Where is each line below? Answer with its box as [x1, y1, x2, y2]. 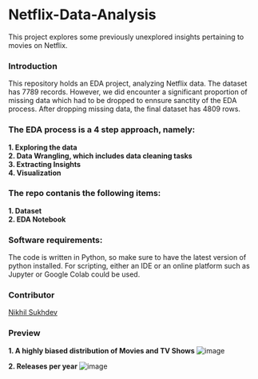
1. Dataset [8, 205, 42, 215]
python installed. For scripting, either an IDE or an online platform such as [8, 261, 250, 271]
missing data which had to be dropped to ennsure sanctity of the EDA [8, 96, 237, 106]
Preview [8, 328, 41, 339]
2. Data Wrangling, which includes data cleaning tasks [8, 150, 193, 161]
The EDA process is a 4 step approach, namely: [8, 124, 196, 135]
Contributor [8, 289, 55, 301]
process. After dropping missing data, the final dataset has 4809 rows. [8, 104, 241, 114]
